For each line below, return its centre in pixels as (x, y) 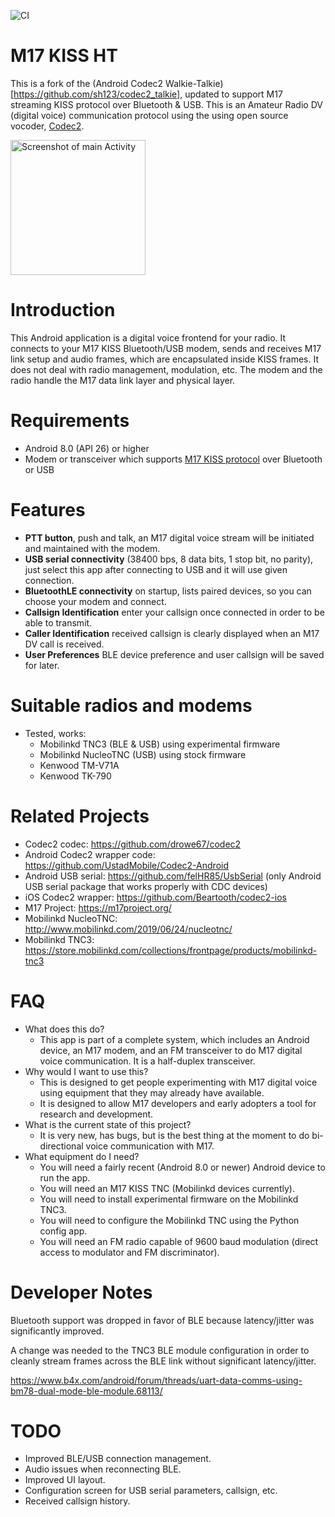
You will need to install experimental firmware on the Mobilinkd (169, 1199)
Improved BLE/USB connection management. (118, 1459)
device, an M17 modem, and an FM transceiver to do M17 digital (171, 1050)
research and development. (96, 1114)
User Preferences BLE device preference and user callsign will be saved (174, 654)
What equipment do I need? (82, 1156)
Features (48, 510)
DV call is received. (64, 644)
